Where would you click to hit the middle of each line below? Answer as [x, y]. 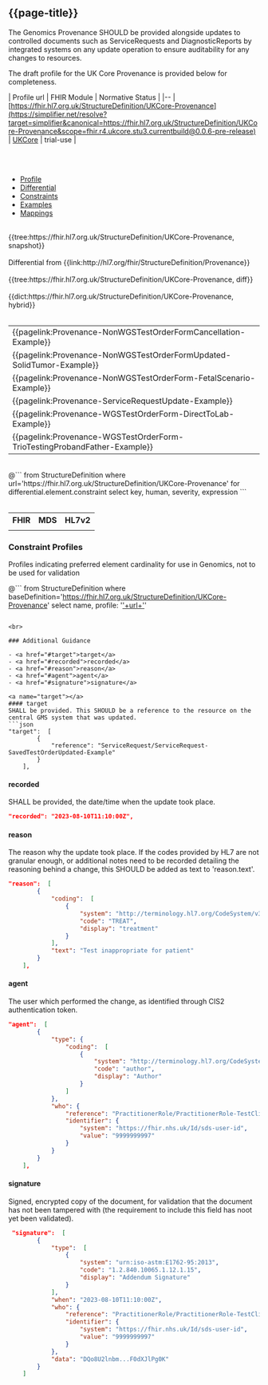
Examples [36, 204]
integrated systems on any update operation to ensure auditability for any [129, 49]
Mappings [36, 213]
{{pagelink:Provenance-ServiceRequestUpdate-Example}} [122, 401]
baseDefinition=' [35, 597]
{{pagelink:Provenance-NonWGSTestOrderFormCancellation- [129, 332]
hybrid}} [22, 305]
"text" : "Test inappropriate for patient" [122, 951]
